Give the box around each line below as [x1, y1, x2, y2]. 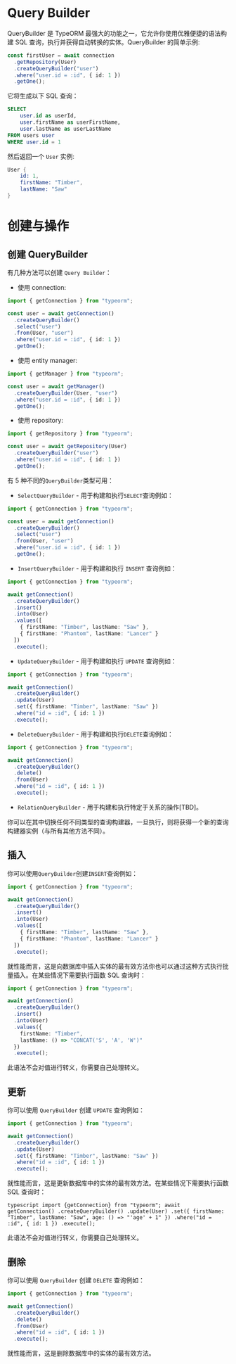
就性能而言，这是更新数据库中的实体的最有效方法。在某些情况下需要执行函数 [7, 1179, 229, 1187]
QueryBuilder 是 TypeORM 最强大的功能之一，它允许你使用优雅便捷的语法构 [7, 29, 227, 37]
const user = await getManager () [7, 383, 105, 390]
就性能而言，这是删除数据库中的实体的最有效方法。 [7, 1349, 155, 1358]
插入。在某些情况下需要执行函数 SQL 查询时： [13, 971, 146, 979]
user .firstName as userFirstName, [20, 119, 121, 126]
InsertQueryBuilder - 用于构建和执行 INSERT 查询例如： [17, 564, 177, 573]
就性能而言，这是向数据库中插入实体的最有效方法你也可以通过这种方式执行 [7, 962, 223, 970]
